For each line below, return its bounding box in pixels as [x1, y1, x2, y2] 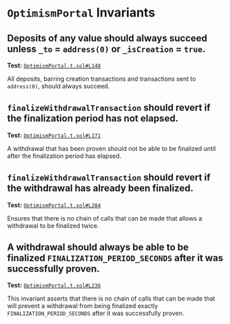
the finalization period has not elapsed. [7, 112, 179, 125]
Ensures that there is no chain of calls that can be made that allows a [7, 214, 202, 222]
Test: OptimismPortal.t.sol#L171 [7, 131, 101, 139]
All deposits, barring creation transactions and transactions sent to [7, 74, 196, 83]
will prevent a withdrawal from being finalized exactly [7, 302, 158, 310]
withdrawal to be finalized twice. [7, 221, 100, 230]
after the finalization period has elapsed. [7, 152, 122, 160]
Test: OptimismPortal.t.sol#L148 [7, 61, 101, 70]
